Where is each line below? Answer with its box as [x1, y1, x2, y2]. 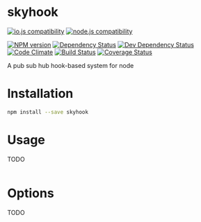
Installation [7, 86, 74, 101]
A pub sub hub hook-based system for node [7, 61, 134, 69]
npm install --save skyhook [7, 108, 89, 115]
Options [7, 185, 54, 201]
